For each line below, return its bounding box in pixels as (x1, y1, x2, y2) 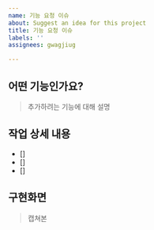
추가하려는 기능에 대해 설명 (27, 102, 111, 111)
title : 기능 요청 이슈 (8, 26, 73, 34)
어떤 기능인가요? (8, 79, 84, 93)
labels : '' (8, 33, 44, 42)
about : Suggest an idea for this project (8, 19, 147, 27)
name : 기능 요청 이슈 (8, 11, 69, 20)
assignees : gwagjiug (8, 41, 77, 49)
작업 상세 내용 (8, 128, 71, 141)
